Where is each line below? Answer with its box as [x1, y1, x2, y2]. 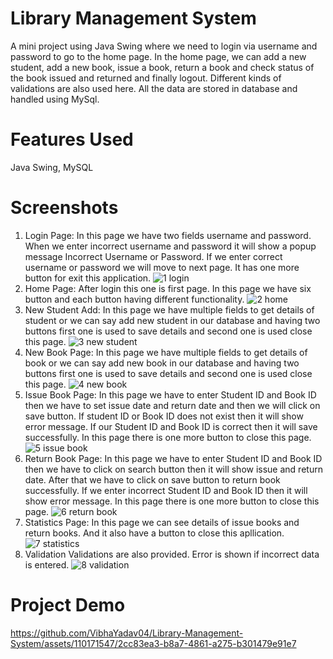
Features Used [10, 128, 134, 151]
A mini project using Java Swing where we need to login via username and [10, 40, 318, 52]
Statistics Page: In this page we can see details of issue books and [24, 516, 300, 528]
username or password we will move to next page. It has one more [24, 261, 300, 273]
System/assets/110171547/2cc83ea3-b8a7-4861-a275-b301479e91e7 [10, 637, 297, 649]
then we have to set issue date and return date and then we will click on [24, 399, 321, 411]
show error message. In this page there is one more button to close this [24, 495, 320, 507]
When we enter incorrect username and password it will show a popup [24, 240, 317, 252]
